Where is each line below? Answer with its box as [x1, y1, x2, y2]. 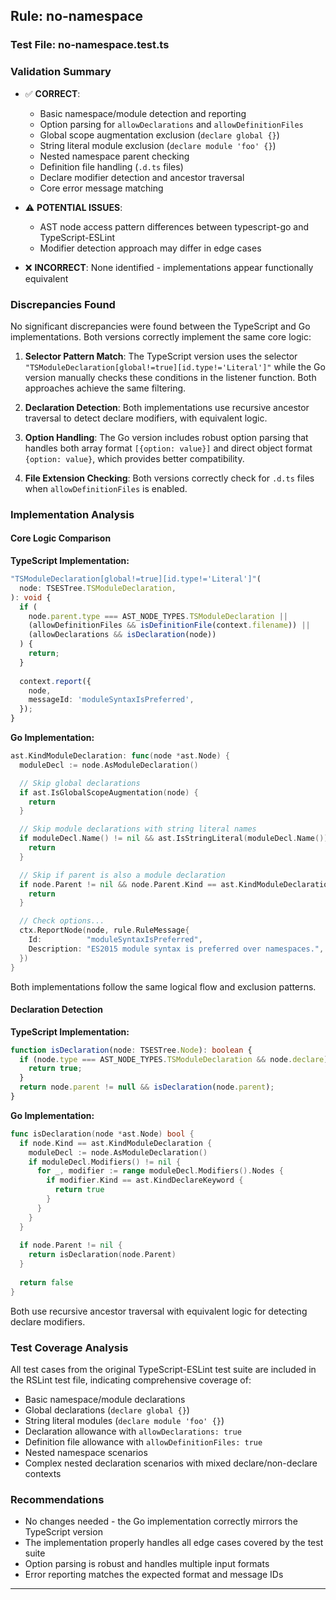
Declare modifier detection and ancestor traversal [39, 171, 245, 183]
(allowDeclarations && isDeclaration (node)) [28, 630, 217, 640]
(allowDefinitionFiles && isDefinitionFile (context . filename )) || [28, 620, 311, 631]
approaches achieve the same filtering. [24, 382, 187, 394]
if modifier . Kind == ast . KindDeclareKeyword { [46, 1175, 244, 1186]
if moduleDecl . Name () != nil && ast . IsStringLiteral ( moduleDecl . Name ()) [19, 834, 329, 844]
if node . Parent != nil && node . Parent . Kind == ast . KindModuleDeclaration [19, 879, 333, 889]
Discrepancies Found [10, 297, 116, 311]
